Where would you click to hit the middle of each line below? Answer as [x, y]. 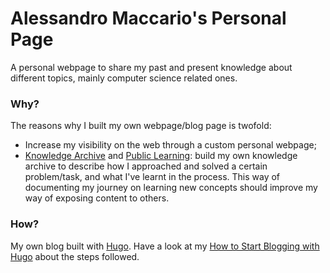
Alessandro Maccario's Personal [148, 18]
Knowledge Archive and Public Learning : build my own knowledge [161, 156]
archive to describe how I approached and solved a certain [146, 166]
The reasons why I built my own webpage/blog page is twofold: [141, 126]
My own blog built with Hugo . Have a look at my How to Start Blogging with [165, 246]
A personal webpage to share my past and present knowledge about [151, 67]
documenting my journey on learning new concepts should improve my [171, 188]
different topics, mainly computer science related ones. [124, 78]
